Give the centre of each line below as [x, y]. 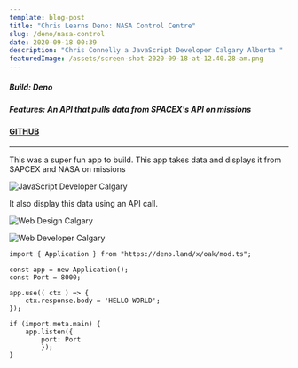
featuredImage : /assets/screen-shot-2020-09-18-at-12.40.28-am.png [137, 59]
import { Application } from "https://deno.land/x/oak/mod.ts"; [130, 254]
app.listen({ [49, 332]
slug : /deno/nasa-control [57, 34]
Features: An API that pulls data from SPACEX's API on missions [130, 109]
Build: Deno [31, 87]
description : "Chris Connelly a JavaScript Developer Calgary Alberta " [146, 51]
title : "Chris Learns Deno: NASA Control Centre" [103, 26]
